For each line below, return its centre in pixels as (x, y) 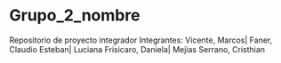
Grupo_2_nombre (75, 16)
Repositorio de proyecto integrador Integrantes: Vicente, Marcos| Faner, (141, 40)
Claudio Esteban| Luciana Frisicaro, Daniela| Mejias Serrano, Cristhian (137, 49)
